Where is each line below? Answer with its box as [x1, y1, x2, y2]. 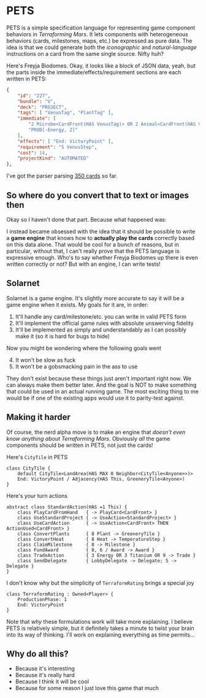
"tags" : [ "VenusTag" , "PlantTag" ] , [17, 110, 114, 116]
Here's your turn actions [6, 492, 68, 499]
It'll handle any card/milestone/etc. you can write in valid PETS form [15, 312, 187, 320]
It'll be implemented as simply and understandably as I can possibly [15, 326, 187, 333]
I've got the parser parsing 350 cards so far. [6, 173, 118, 180]
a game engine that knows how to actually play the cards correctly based [6, 235, 195, 241]
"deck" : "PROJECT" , [17, 104, 67, 111]
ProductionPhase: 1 [17, 596, 67, 602]
